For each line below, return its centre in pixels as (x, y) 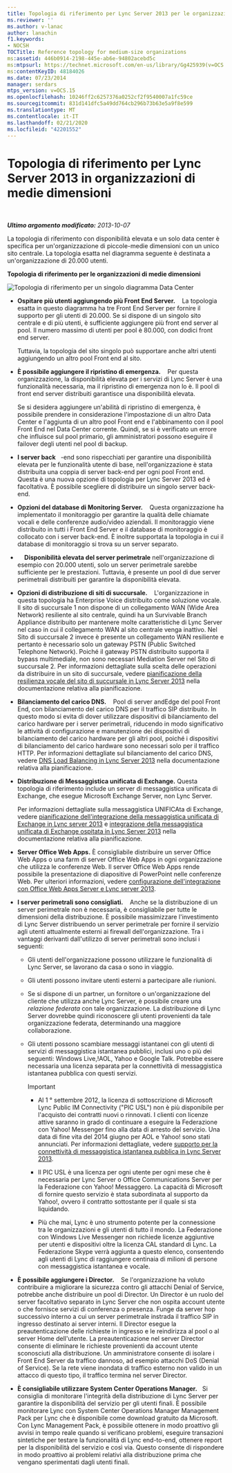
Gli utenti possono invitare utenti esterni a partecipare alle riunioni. (122, 981)
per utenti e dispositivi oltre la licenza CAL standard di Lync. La (127, 1244)
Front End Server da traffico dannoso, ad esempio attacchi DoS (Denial (118, 1361)
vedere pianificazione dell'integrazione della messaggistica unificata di (118, 817)
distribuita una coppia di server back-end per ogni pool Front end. (111, 472)
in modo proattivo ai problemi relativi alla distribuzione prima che (109, 1455)
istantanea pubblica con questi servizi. (83, 1073)
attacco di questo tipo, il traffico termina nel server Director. (102, 1376)
